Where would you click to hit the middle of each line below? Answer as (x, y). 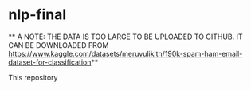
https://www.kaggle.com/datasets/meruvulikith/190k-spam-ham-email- (125, 53)
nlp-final (37, 15)
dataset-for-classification (50, 62)
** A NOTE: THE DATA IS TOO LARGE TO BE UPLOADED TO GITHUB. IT (125, 37)
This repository (33, 77)
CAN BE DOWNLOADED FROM (59, 45)
